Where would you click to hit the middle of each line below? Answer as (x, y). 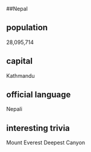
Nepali (14, 109)
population (27, 27)
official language (39, 95)
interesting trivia (38, 128)
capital (20, 61)
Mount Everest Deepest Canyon (46, 143)
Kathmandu (20, 75)
